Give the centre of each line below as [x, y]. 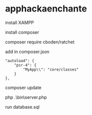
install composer [22, 32]
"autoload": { [20, 60]
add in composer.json [27, 51]
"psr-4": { [25, 65]
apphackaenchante [46, 9]
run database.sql [22, 107]
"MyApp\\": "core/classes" [51, 69]
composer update [23, 87]
